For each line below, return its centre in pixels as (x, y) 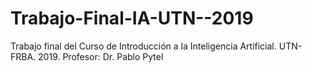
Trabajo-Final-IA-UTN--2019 (132, 18)
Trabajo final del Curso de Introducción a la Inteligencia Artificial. (143, 46)
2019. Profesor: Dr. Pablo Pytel (101, 56)
